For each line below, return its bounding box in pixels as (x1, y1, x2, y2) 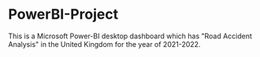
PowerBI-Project (8, 5, 119, 23)
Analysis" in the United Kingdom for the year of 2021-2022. (8, 39, 201, 48)
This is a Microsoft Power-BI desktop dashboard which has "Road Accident (8, 31, 252, 41)
